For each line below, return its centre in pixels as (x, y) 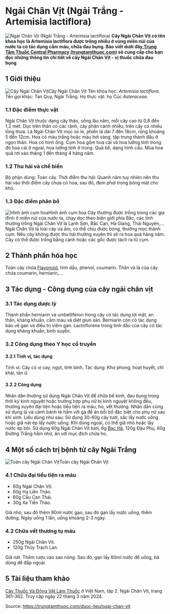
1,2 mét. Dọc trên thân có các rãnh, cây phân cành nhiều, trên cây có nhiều (84, 126)
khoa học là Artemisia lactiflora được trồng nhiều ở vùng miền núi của (80, 41)
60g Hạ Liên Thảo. (32, 491)
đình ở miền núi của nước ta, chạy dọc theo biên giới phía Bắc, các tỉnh (79, 218)
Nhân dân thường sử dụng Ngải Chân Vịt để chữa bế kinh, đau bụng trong (82, 396)
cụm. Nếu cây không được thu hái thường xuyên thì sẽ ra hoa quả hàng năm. (85, 234)
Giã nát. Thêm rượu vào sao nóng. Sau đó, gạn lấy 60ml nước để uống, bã (82, 557)
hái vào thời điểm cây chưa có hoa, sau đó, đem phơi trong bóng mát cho (82, 183)
